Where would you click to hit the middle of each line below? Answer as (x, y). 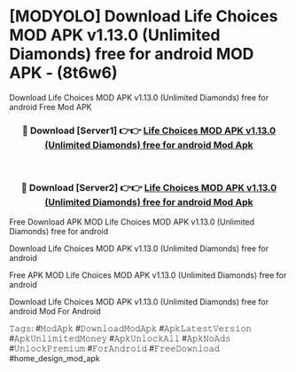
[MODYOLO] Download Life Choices (144, 16)
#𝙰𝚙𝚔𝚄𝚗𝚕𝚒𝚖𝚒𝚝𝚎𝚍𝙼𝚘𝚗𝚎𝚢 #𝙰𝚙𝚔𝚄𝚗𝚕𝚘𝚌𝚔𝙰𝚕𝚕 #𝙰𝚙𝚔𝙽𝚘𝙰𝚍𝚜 (120, 338)
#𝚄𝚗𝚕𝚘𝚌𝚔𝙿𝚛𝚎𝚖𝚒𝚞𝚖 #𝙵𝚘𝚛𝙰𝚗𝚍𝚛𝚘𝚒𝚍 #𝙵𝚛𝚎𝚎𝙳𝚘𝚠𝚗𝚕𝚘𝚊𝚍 (114, 348)
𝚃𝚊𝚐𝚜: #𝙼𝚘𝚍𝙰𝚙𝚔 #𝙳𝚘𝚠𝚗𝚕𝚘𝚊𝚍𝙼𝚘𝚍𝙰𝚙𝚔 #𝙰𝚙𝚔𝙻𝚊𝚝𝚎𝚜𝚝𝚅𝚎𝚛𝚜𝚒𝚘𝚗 (131, 328)
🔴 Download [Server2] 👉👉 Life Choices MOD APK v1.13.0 (149, 188)
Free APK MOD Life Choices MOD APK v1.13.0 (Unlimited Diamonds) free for (148, 275)
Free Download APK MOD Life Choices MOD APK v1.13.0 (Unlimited (132, 222)
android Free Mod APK (51, 107)
